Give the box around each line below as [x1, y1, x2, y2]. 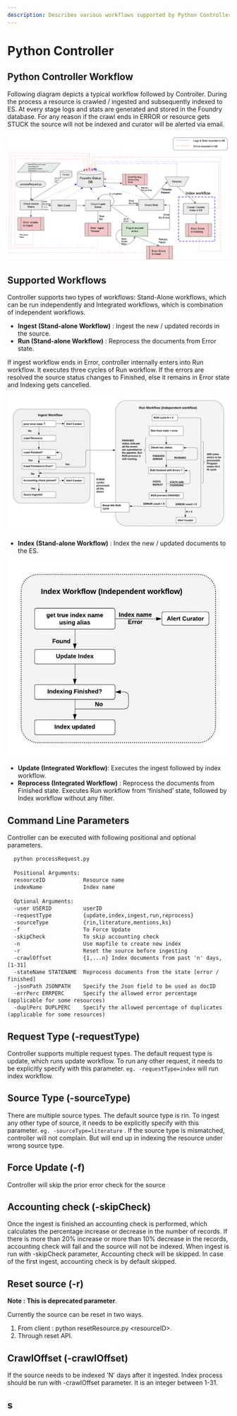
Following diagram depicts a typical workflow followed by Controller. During [7, 89, 227, 98]
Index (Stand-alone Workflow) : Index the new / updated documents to [17, 539, 226, 548]
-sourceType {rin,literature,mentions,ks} [13, 919, 172, 927]
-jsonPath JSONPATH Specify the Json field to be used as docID [13, 983, 217, 990]
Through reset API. [17, 1332, 73, 1340]
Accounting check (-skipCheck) [7, 1201, 152, 1214]
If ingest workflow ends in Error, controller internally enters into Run [7, 358, 204, 367]
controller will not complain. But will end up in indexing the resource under [7, 1134, 224, 1142]
